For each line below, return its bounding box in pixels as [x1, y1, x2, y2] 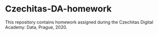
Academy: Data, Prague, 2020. [5, 24, 68, 30]
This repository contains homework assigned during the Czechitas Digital [5, 19, 154, 25]
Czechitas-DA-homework [5, 3, 112, 14]
